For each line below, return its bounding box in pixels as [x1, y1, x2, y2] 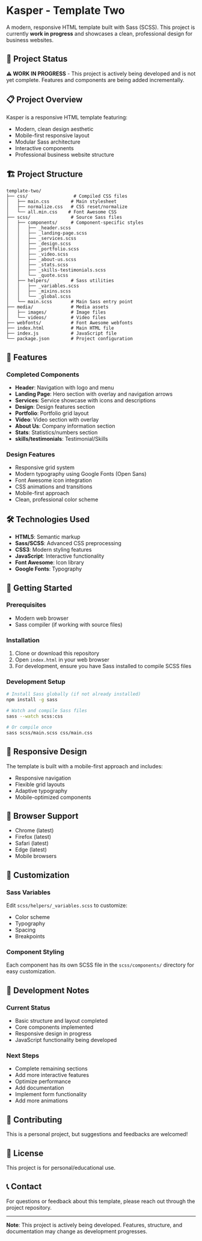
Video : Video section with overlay [14, 416, 99, 423]
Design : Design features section [14, 403, 95, 411]
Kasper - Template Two [6, 4, 125, 17]
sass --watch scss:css [6, 713, 63, 719]
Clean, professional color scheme [14, 496, 99, 504]
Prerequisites [6, 601, 46, 609]
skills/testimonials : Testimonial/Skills [14, 435, 108, 443]
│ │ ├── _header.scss [6, 225, 71, 231]
